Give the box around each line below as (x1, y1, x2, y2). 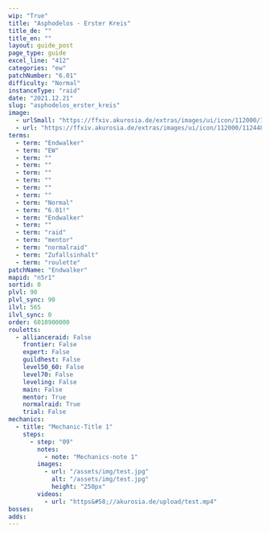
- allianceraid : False (15, 333, 92, 342)
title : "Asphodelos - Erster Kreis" (8, 19, 131, 27)
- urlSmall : (15, 117, 56, 125)
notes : (37, 445, 59, 453)
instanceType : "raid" (8, 86, 81, 95)
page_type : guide (8, 49, 67, 57)
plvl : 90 (8, 289, 38, 297)
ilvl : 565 (8, 303, 42, 311)
